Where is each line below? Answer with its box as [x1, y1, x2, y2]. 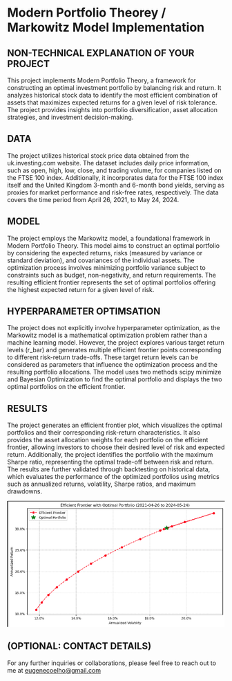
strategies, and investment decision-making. [7, 113, 134, 121]
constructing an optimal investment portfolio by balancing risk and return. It [7, 84, 222, 91]
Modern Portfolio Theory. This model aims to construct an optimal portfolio [7, 241, 220, 250]
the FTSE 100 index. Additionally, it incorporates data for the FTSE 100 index [7, 173, 224, 181]
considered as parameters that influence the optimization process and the [7, 361, 217, 369]
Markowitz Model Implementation [7, 19, 205, 35]
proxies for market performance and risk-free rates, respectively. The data [7, 188, 219, 197]
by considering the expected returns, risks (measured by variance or [7, 248, 202, 257]
